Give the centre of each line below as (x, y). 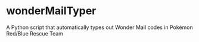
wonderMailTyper (51, 11)
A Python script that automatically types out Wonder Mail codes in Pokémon (99, 27)
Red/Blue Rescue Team (35, 33)
